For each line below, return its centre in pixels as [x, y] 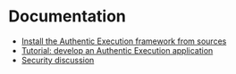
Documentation [67, 16]
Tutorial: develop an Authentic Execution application [117, 50]
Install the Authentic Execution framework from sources [124, 41]
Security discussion [58, 60]
